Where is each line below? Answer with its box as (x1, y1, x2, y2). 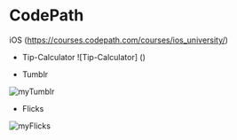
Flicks (21, 103, 44, 113)
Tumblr (21, 68, 49, 80)
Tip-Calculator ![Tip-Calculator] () (21, 51, 146, 62)
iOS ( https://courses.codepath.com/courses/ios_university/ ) (9, 35, 229, 45)
